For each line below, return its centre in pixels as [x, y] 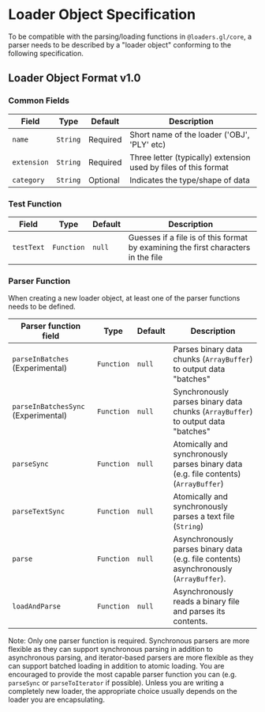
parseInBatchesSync [49, 407]
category [28, 180]
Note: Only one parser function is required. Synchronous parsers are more [129, 641]
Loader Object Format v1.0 [75, 78]
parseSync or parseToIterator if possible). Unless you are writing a [116, 683]
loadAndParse [37, 606]
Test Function [35, 203]
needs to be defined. [42, 307]
